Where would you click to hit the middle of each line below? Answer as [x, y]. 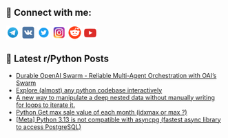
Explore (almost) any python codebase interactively [89, 90]
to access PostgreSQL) [48, 127]
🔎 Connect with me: [49, 13]
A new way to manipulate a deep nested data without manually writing [115, 97]
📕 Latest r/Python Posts [58, 59]
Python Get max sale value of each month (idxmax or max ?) [101, 112]
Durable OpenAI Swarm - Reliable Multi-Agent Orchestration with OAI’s [116, 75]
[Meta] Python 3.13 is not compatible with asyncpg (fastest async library [118, 119]
